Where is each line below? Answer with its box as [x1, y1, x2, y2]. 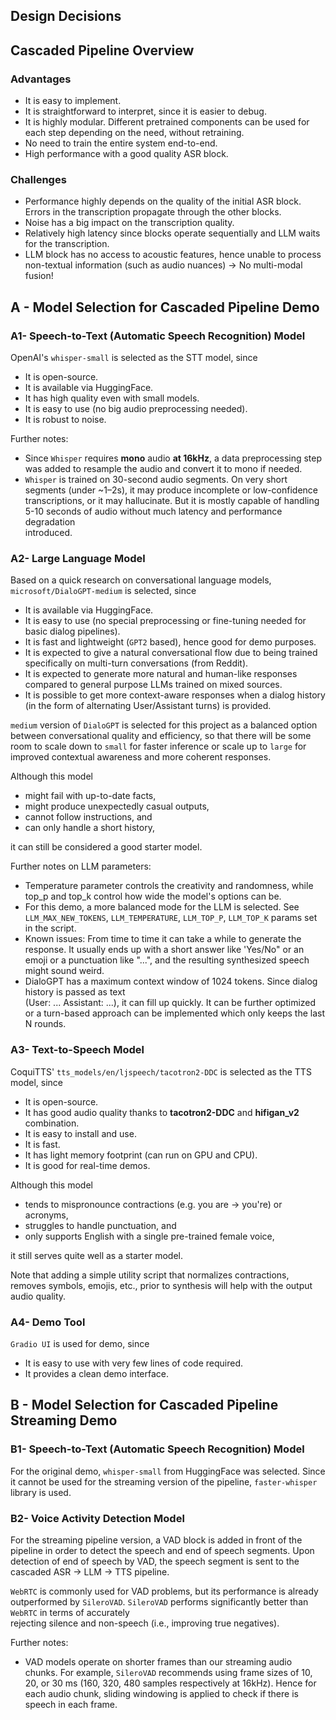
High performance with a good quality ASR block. [24, 148, 229, 160]
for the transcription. [24, 238, 110, 250]
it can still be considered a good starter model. [10, 841, 203, 853]
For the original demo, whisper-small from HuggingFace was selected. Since [10, 1465, 326, 1477]
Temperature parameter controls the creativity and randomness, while [24, 880, 314, 892]
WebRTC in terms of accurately [10, 1606, 130, 1618]
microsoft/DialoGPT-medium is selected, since [10, 585, 197, 597]
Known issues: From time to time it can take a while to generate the [24, 933, 302, 945]
